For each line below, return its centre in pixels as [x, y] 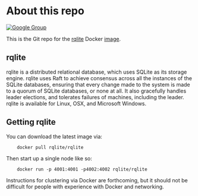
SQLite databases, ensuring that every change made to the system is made [98, 84]
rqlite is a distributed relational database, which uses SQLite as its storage [97, 72]
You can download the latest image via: [54, 136]
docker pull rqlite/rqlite [50, 147]
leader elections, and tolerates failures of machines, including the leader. [95, 97]
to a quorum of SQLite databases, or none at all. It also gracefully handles [96, 91]
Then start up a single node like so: [49, 158]
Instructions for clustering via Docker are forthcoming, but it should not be [97, 180]
